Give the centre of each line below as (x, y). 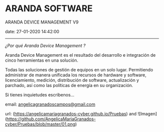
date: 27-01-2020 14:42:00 (32, 31)
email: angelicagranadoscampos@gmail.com (50, 104)
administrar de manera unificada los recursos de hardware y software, (76, 75)
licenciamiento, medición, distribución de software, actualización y (72, 80)
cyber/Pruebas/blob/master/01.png (40, 124)
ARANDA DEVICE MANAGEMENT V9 (42, 22)
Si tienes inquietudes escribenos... (40, 95)
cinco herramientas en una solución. (42, 60)
